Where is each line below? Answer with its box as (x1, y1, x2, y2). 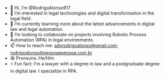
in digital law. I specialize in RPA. (10, 68, 78, 74)
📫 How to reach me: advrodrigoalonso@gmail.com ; (10, 43, 119, 48)
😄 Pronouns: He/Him (10, 55, 54, 61)
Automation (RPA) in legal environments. (10, 37, 94, 43)
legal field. (10, 16, 32, 21)
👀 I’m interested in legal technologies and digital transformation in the (10, 10, 154, 16)
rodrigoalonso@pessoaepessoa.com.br (10, 50, 92, 55)
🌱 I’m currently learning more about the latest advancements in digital (10, 21, 155, 27)
